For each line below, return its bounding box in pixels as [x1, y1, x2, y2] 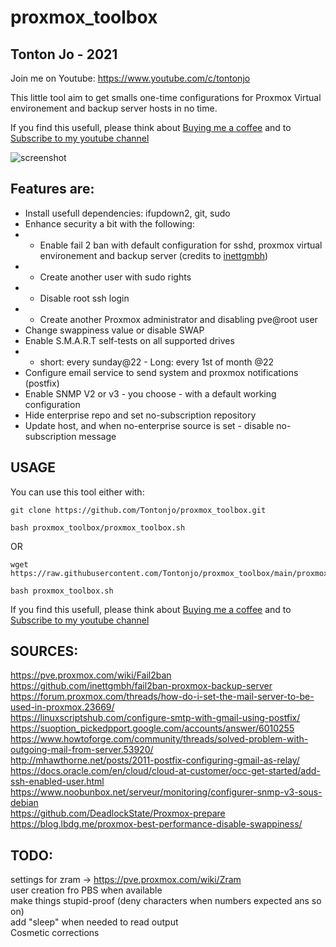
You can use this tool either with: [10, 486, 145, 498]
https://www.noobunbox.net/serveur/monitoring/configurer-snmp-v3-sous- [10, 786, 323, 798]
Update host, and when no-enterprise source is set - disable [24, 419, 275, 431]
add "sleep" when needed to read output [10, 916, 179, 928]
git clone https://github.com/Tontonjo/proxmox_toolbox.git [10, 505, 267, 515]
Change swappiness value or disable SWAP [24, 324, 205, 336]
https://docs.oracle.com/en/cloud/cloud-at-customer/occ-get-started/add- [10, 765, 321, 777]
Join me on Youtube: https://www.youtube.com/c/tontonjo [10, 72, 251, 84]
